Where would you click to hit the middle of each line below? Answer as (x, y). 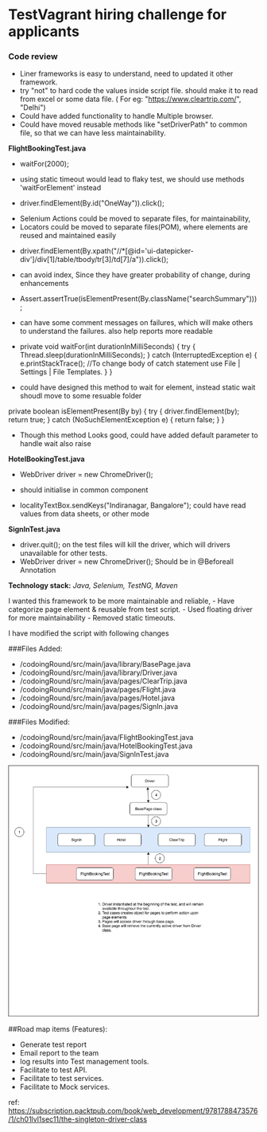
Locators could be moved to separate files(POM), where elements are (134, 227)
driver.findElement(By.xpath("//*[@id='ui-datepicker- (107, 251)
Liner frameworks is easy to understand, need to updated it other (126, 74)
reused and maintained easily (68, 236)
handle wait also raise (55, 444)
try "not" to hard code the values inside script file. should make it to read (139, 91)
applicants (44, 31)
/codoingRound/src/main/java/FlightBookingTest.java (106, 738)
